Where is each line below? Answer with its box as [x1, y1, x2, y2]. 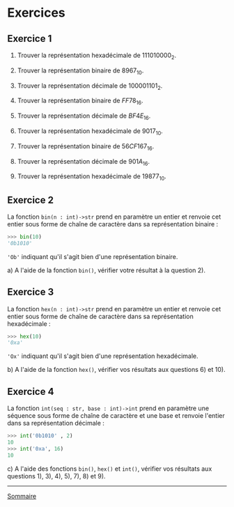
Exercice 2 [7, 194, 54, 206]
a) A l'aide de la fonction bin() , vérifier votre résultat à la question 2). [7, 266, 205, 274]
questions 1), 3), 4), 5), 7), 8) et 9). [7, 471, 106, 480]
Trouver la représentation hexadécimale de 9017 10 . [17, 127, 164, 136]
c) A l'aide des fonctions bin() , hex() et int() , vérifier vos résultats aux [7, 465, 212, 473]
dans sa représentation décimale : [7, 419, 104, 428]
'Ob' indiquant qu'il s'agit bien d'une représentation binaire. [7, 252, 178, 260]
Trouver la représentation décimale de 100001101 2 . [17, 81, 163, 91]
